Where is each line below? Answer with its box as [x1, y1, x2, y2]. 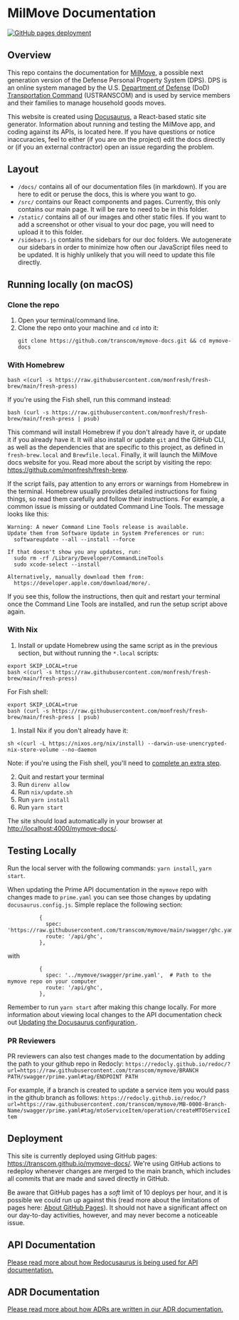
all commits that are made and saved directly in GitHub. [7, 1174, 169, 1182]
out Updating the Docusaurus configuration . [7, 1018, 139, 1026]
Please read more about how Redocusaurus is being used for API [7, 1258, 198, 1267]
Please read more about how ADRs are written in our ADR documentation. [7, 1305, 223, 1314]
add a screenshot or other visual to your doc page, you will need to [17, 220, 215, 229]
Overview [7, 49, 52, 61]
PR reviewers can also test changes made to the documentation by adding [7, 1051, 225, 1060]
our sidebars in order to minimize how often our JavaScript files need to [17, 242, 228, 251]
